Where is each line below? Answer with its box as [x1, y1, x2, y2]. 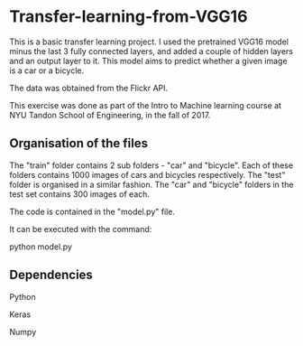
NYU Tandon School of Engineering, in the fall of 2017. [9, 109, 211, 120]
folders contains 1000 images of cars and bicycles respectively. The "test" [9, 169, 286, 180]
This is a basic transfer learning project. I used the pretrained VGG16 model [9, 36, 289, 47]
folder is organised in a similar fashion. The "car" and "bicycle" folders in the [9, 179, 294, 190]
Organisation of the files [9, 136, 149, 151]
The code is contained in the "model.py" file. [9, 206, 176, 217]
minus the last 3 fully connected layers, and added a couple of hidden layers [9, 45, 294, 56]
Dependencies [9, 267, 93, 283]
